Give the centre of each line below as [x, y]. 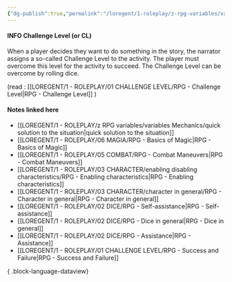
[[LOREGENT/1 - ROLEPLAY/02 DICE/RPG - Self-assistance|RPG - [110, 206]
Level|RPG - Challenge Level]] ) [52, 94]
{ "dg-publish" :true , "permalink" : [55, 14]
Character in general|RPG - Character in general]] [88, 199]
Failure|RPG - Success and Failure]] [68, 258]
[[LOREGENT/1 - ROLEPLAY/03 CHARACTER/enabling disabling [107, 170]
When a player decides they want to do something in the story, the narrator [114, 51]
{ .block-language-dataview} [48, 272]
